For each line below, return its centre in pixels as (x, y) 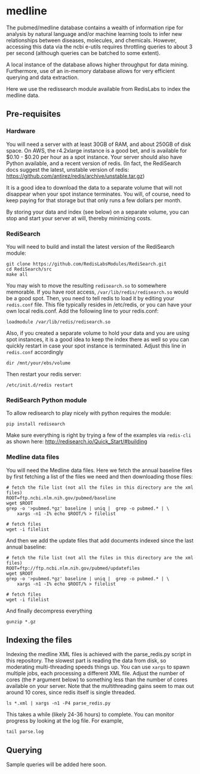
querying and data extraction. (43, 77)
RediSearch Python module (47, 400)
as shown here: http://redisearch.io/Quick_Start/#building (77, 441)
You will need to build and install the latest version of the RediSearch (90, 246)
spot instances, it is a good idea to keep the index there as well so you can (98, 339)
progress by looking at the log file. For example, (65, 721)
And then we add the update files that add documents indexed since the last (100, 540)
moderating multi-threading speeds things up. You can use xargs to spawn (98, 667)
